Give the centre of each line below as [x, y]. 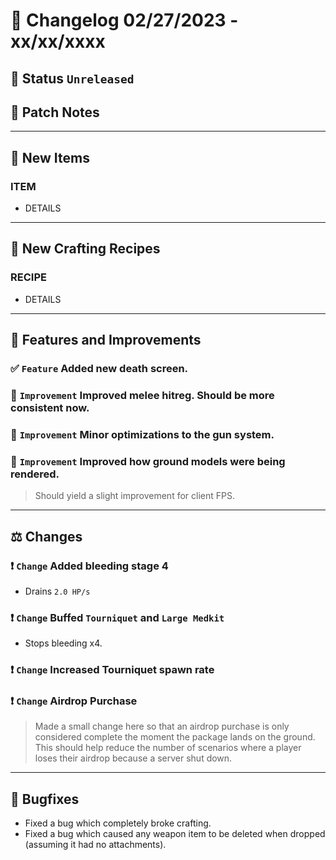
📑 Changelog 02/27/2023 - [124, 20]
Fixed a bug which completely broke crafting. [118, 823]
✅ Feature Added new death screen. [99, 369]
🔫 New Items [50, 157]
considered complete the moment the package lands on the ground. [175, 737]
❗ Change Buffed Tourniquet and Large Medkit [117, 617]
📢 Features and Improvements [106, 340]
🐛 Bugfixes [45, 799]
